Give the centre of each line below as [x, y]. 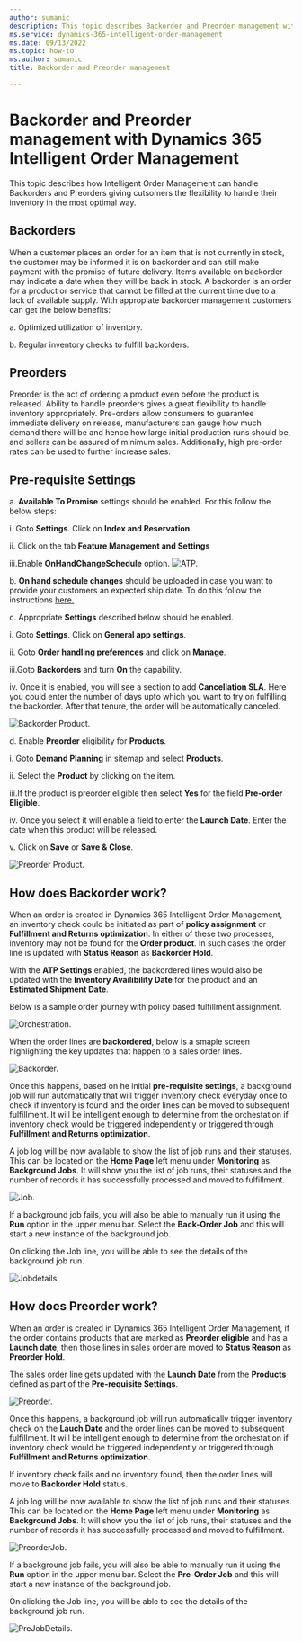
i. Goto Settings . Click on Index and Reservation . [101, 529]
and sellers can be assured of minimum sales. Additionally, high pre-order [146, 442]
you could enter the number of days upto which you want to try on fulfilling [148, 697]
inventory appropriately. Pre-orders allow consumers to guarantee [132, 414]
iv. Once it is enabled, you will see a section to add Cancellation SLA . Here [148, 687]
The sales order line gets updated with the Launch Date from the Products [148, 1374]
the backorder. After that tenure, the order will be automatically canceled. [145, 706]
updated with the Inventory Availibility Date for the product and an [133, 980]
